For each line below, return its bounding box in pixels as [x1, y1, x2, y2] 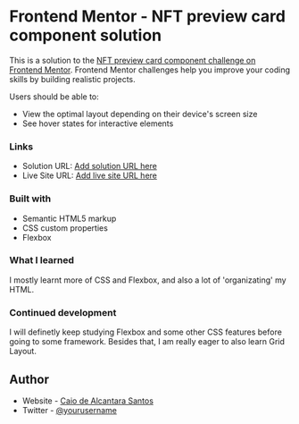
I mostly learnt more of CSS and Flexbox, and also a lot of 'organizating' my [9, 275, 287, 285]
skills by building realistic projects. [9, 73, 136, 84]
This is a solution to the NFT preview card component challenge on [9, 55, 256, 65]
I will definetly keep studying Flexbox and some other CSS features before [9, 326, 283, 337]
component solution [9, 25, 162, 46]
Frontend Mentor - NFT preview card [9, 6, 286, 27]
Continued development [9, 306, 117, 318]
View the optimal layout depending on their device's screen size [21, 108, 258, 119]
